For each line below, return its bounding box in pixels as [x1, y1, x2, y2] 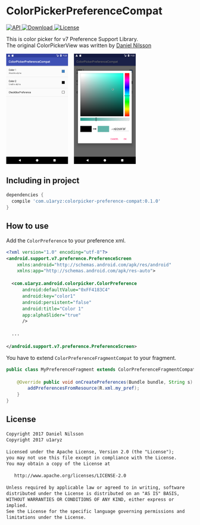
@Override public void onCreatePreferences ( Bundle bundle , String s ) [17, 379, 193, 385]
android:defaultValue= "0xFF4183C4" [21, 287, 111, 293]
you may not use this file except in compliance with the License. [6, 455, 177, 461]
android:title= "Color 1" [21, 306, 84, 312]
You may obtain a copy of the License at [6, 461, 111, 467]
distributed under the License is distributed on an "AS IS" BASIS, [6, 490, 180, 496]
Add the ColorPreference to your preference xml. [6, 237, 126, 244]
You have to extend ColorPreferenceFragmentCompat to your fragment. [6, 354, 177, 361]
